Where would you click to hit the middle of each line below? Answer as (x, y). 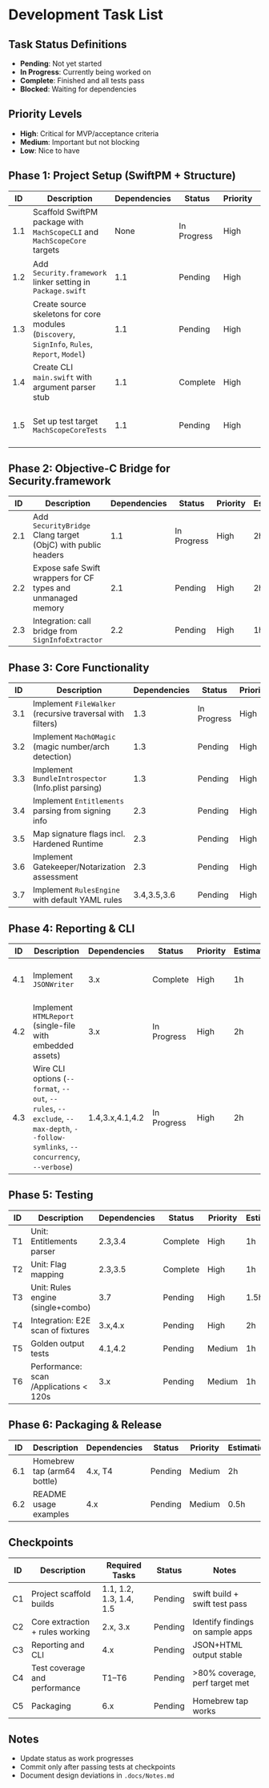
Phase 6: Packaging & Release (85, 1425)
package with (58, 222)
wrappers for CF (64, 578)
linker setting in (62, 282)
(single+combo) (61, 1307)
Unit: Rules (51, 1287)
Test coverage (58, 1668)
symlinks (50, 1148)
